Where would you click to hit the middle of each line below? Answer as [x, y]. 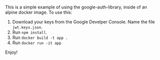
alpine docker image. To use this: [39, 12]
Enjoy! [12, 52]
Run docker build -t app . [40, 37]
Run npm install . [30, 32]
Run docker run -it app [37, 43]
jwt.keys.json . [27, 27]
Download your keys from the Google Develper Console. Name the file [83, 22]
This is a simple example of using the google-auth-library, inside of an [76, 7]
